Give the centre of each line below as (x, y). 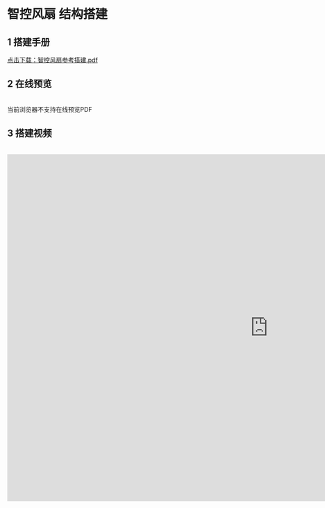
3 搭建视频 (30, 134)
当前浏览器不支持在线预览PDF (50, 109)
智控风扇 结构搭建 (57, 14)
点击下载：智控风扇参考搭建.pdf (53, 60)
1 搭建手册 (29, 42)
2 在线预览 (30, 84)
